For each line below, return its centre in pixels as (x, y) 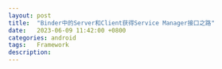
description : (30, 52)
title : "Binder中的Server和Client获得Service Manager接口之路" (111, 23)
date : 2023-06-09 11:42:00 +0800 (67, 30)
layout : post (30, 15)
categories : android (43, 38)
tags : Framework (39, 45)
